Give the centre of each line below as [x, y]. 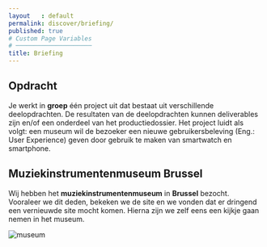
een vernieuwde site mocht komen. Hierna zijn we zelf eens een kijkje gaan [134, 210]
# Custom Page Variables [50, 38]
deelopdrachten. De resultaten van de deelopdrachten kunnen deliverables [133, 114]
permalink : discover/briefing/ [61, 23]
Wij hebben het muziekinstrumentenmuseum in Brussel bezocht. [119, 193]
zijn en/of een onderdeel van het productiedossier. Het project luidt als [126, 123]
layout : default [41, 16]
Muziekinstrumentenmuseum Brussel [106, 174]
